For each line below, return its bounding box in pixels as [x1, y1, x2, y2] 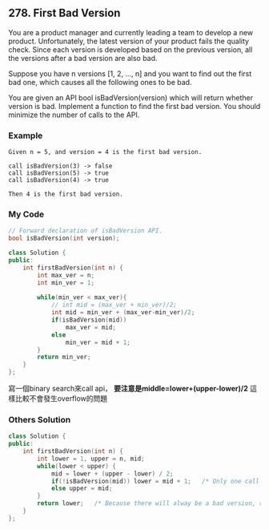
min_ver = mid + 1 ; [65, 338, 130, 346]
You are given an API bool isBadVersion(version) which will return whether [8, 92, 254, 103]
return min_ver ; [37, 353, 91, 362]
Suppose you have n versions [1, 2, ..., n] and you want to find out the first [8, 68, 252, 79]
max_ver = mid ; [65, 323, 116, 331]
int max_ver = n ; [37, 271, 94, 279]
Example [8, 130, 43, 141]
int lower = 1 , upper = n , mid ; [37, 455, 146, 463]
